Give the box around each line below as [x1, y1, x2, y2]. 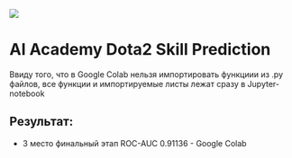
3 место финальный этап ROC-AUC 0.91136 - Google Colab [22, 137, 247, 148]
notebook [9, 88, 45, 99]
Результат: [9, 114, 74, 129]
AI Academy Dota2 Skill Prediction [9, 39, 271, 60]
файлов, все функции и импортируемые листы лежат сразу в [9, 78, 246, 89]
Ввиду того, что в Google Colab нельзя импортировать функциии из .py [9, 68, 284, 80]
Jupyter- [247, 78, 279, 89]
